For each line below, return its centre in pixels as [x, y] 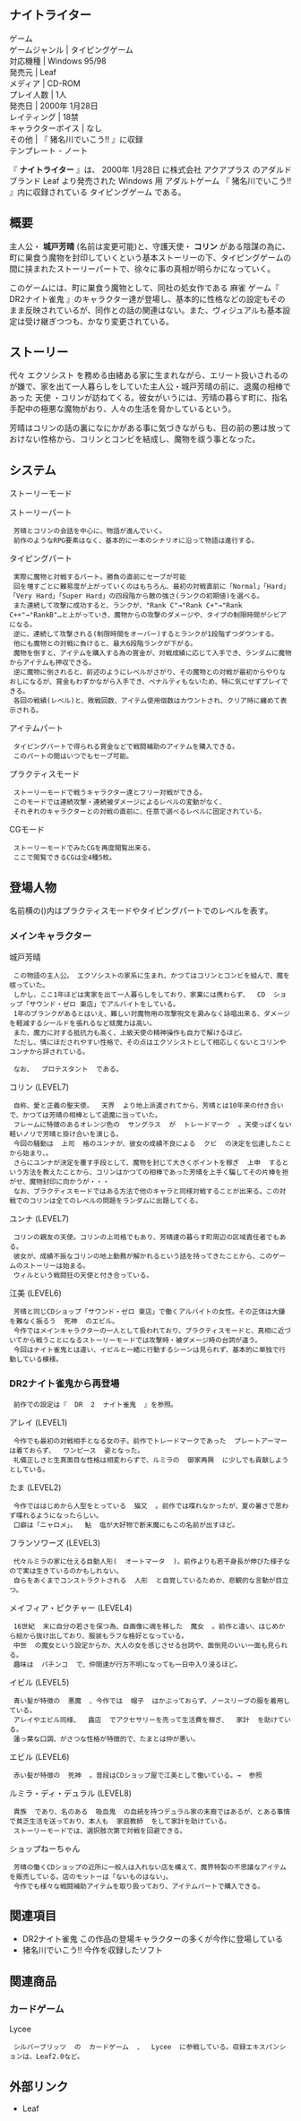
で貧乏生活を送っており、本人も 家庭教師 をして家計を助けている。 [120, 1821]
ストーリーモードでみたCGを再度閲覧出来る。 [84, 849]
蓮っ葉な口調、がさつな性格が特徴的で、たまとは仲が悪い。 [106, 1739]
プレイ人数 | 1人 [38, 94]
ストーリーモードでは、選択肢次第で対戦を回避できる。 [100, 1831]
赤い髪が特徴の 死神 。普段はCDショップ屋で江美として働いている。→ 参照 [138, 1775]
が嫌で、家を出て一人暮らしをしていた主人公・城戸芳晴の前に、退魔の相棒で [150, 386]
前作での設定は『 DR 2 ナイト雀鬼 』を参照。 [95, 1404]
